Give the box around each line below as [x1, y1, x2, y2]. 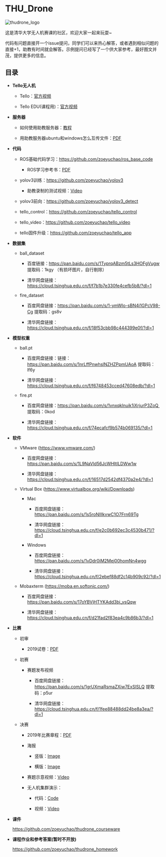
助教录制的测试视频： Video [27, 188, 83, 194]
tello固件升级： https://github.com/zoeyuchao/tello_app [19, 230, 132, 236]
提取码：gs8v [34, 308, 62, 314]
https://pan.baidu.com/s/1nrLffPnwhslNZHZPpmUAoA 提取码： [27, 361, 156, 367]
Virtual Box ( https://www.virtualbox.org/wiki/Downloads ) [19, 486, 135, 492]
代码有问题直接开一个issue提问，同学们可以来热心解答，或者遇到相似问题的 [5, 40, 159, 46]
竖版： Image [34, 753, 60, 759]
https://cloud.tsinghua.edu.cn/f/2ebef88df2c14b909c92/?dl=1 [34, 573, 161, 579]
